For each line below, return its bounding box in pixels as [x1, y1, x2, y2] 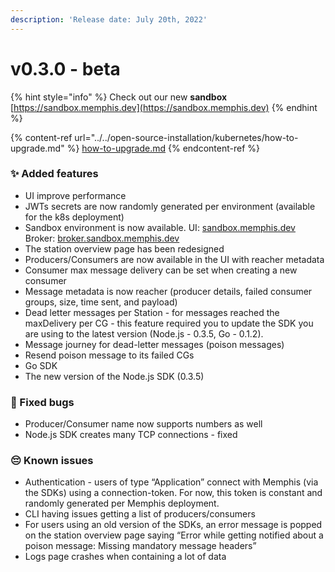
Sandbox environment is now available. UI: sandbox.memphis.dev [24, 221, 296, 233]
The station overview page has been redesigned [24, 242, 225, 255]
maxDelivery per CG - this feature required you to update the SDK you [24, 317, 314, 329]
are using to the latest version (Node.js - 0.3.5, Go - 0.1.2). [24, 327, 264, 340]
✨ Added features [10, 167, 99, 181]
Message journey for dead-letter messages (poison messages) [24, 338, 285, 350]
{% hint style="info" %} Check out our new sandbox [10, 91, 228, 103]
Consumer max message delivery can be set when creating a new [24, 264, 298, 276]
